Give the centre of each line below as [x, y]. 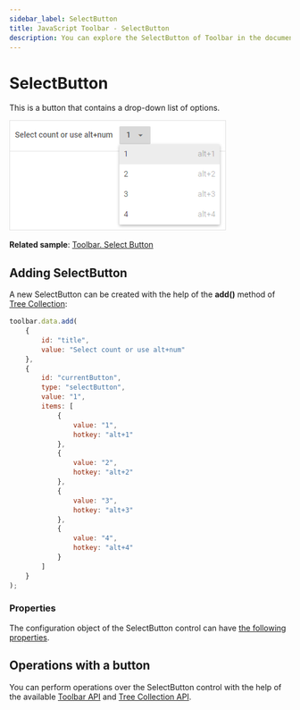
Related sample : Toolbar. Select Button [81, 245]
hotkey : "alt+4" [103, 548]
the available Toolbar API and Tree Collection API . [100, 697]
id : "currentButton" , [82, 378]
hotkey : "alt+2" [103, 473]
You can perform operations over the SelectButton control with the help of [146, 687]
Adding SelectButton [68, 273]
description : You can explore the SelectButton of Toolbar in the [135, 38]
